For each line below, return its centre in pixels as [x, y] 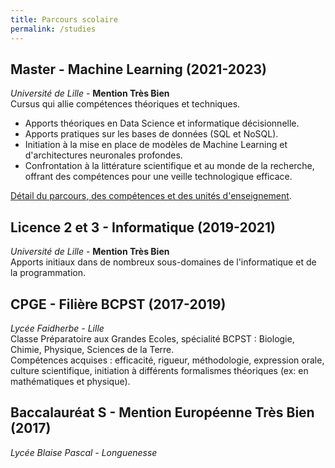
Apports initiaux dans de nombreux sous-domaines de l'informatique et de [163, 262]
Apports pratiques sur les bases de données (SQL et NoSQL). [151, 134]
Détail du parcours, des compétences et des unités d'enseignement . [151, 196]
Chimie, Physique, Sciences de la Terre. [92, 349]
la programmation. [48, 273]
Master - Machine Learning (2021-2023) [138, 69]
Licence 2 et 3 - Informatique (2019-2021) [143, 227]
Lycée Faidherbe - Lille [57, 328]
